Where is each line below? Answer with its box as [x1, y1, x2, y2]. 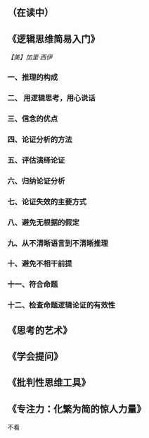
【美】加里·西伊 [7, 53, 53, 61]
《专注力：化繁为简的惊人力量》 [7, 403, 146, 415]
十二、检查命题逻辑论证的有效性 [7, 300, 116, 310]
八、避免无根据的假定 [7, 218, 79, 227]
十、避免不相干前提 [7, 259, 72, 268]
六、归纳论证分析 [7, 176, 65, 186]
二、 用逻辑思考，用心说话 [7, 93, 96, 103]
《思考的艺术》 [7, 324, 72, 336]
